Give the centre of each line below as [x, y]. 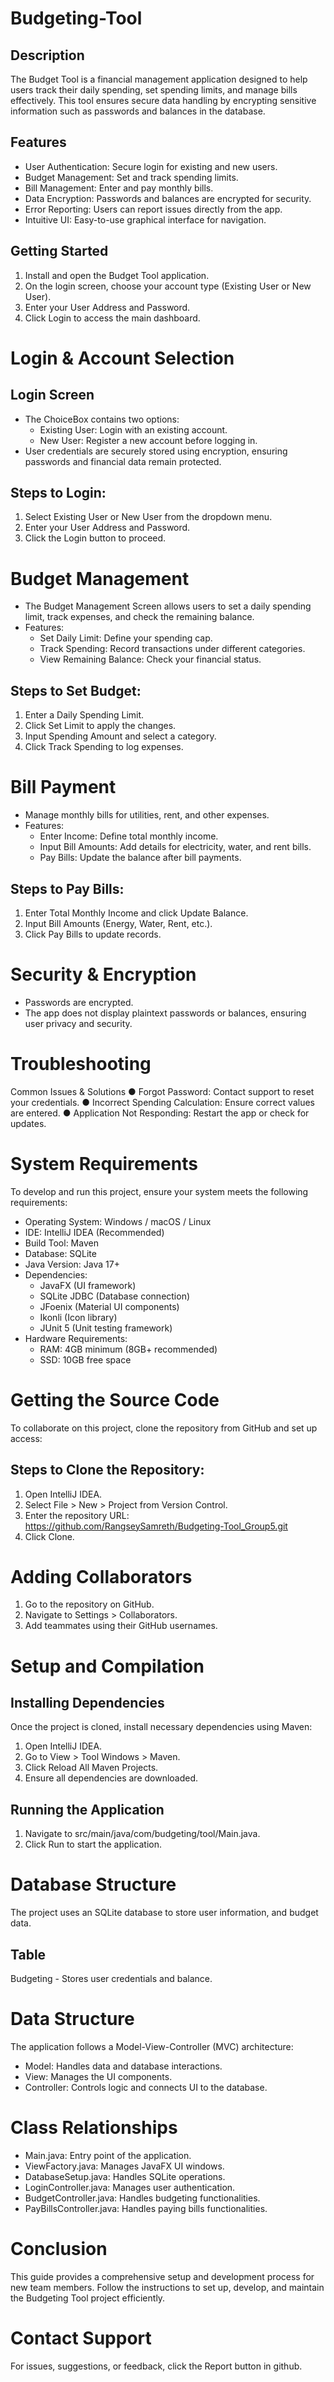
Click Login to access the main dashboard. [112, 318]
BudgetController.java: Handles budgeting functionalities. [142, 2198]
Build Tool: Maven [61, 1243]
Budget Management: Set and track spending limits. [131, 177]
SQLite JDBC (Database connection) [115, 1296]
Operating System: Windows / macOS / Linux [118, 1221]
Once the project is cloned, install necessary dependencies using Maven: [161, 1727]
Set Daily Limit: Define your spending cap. [126, 638]
